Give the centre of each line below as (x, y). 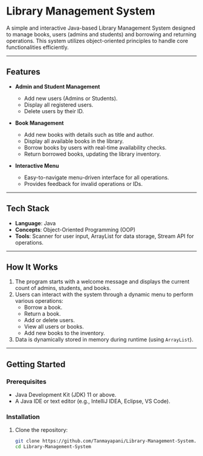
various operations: (39, 301)
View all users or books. (54, 327)
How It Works (32, 267)
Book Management (39, 123)
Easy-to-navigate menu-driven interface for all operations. (96, 177)
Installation (23, 417)
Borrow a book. (43, 308)
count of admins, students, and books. (63, 288)
